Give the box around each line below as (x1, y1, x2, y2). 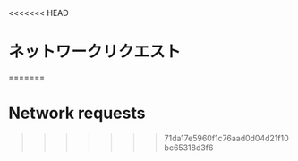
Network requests (8, 103, 146, 123)
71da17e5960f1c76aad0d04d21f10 (164, 132, 289, 143)
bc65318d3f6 (164, 142, 214, 153)
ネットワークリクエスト (8, 42, 182, 62)
